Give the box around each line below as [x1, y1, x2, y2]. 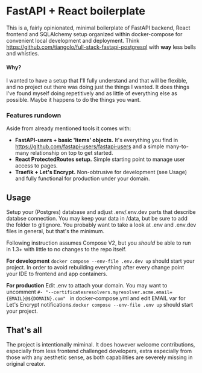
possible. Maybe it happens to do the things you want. [6, 96, 141, 104]
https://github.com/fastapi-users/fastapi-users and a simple [14, 143, 165, 150]
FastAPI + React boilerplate [6, 4, 146, 18]
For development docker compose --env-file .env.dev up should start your [6, 257, 195, 265]
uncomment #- [6, 288, 43, 296]
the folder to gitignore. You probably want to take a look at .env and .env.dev [6, 221, 197, 228]
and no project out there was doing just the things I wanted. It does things [6, 83, 190, 91]
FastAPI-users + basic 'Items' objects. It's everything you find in [14, 137, 178, 144]
